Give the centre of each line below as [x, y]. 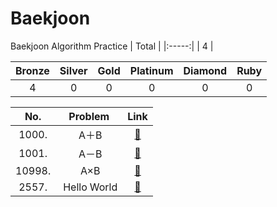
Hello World [90, 187]
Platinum [151, 70]
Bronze [32, 70]
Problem [89, 116]
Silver [73, 70]
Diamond [205, 70]
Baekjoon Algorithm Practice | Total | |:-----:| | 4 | [112, 46]
